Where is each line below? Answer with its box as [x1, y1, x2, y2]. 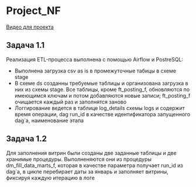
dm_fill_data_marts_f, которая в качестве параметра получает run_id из [6, 162, 183, 169]
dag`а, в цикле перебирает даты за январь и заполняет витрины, [6, 168, 169, 175]
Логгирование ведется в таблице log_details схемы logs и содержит [14, 104, 185, 112]
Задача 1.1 [6, 40, 45, 50]
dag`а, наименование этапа [14, 117, 84, 124]
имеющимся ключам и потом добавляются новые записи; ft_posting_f [14, 92, 191, 99]
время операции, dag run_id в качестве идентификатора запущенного [14, 110, 191, 117]
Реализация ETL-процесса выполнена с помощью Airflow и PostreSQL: [6, 56, 183, 63]
